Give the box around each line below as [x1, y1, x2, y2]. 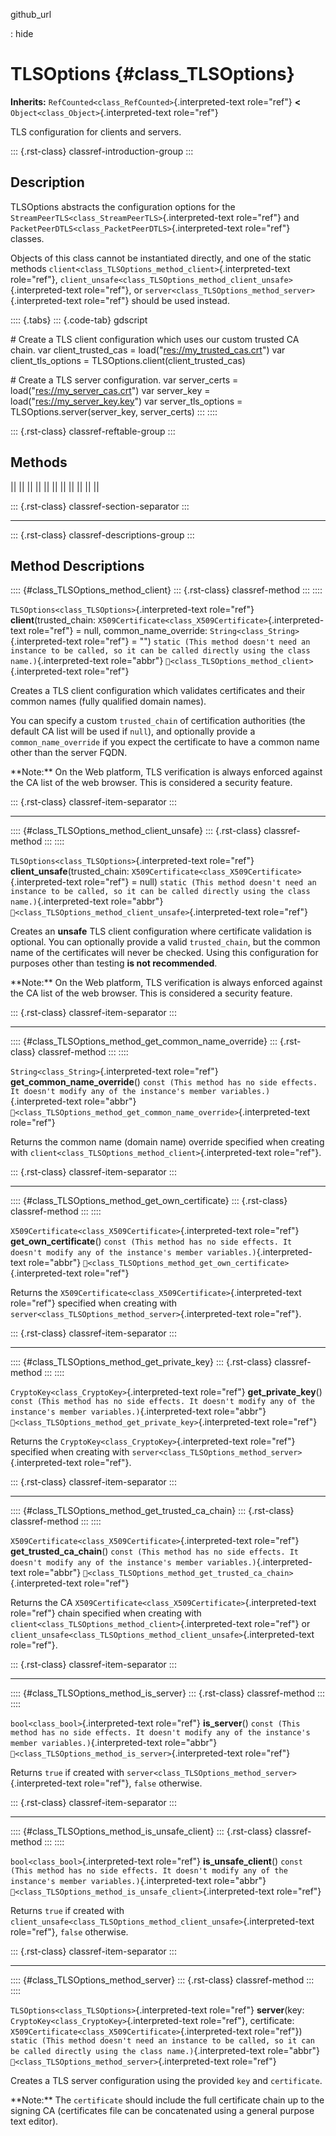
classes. [10, 232, 45, 244]
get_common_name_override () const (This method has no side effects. [10, 1076, 318, 1088]
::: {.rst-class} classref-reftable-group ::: [10, 425, 176, 437]
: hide [10, 28, 34, 39]
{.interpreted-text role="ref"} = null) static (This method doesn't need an [10, 876, 317, 888]
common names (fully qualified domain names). [10, 695, 207, 708]
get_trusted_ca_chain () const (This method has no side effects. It [10, 1545, 300, 1558]
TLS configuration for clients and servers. [10, 125, 182, 138]
